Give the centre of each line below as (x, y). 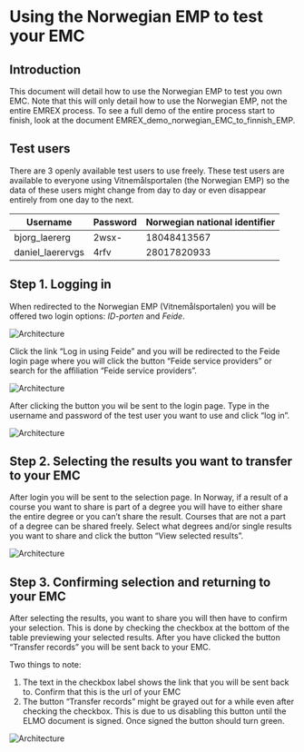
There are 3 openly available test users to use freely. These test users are (147, 171)
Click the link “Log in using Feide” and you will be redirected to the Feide (145, 351)
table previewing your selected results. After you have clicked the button (145, 638)
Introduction (45, 69)
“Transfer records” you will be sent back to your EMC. (110, 648)
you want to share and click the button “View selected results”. (127, 536)
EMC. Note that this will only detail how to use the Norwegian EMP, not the (148, 101)
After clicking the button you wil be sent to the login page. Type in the (139, 405)
